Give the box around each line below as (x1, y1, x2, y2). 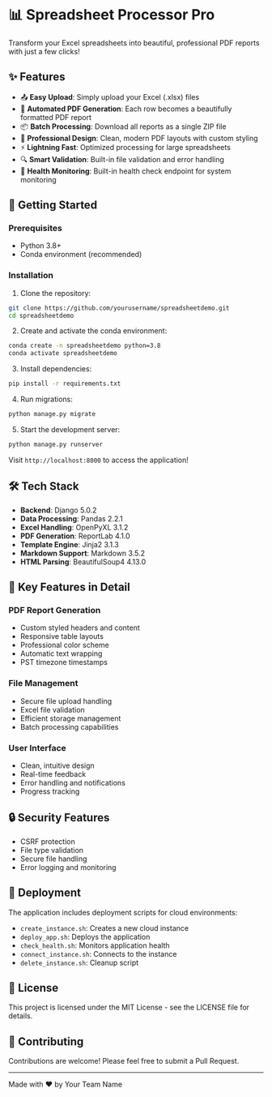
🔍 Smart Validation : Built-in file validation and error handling (19, 154, 225, 164)
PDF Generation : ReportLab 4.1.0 (19, 531, 131, 541)
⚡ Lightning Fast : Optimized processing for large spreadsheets (19, 142, 231, 152)
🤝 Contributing (8, 1035, 84, 1048)
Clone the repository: (19, 288, 91, 298)
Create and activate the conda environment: (19, 326, 168, 336)
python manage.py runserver (8, 440, 104, 448)
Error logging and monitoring (19, 862, 117, 872)
